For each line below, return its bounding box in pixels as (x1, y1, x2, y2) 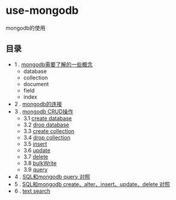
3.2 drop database (23, 121, 70, 128)
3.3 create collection (23, 127, 75, 134)
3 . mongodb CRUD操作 (14, 108, 74, 115)
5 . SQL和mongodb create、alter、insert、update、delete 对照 (14, 180, 170, 187)
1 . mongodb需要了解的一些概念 (14, 61, 93, 68)
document (23, 80, 49, 87)
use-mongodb (5, 4, 79, 17)
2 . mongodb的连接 (14, 100, 63, 107)
